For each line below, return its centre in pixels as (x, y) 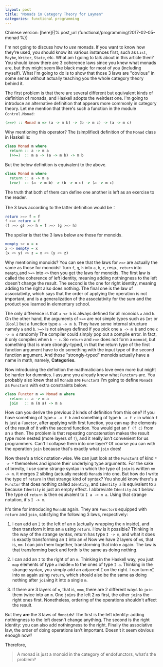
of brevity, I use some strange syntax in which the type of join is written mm (80, 469)
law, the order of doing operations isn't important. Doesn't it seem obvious (80, 630)
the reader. (16, 197)
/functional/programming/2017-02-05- (117, 33)
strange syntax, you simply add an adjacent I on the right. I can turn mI (83, 570)
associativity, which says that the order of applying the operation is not (76, 293)
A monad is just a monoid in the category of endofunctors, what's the (87, 654)
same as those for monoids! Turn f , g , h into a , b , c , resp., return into (73, 267)
